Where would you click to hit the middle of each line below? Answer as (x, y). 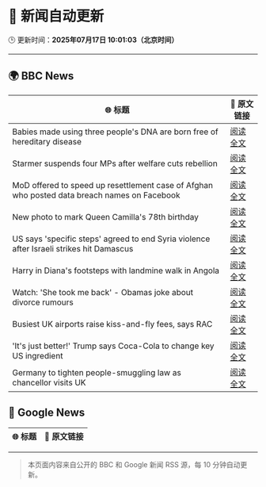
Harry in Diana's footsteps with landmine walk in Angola (116, 270)
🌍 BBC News (41, 76)
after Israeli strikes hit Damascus (73, 248)
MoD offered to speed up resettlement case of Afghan (113, 185)
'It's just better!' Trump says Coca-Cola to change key (114, 346)
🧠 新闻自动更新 (56, 16)
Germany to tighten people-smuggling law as (97, 372)
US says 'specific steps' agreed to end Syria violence (111, 239)
